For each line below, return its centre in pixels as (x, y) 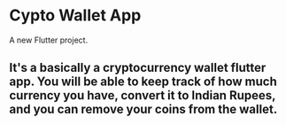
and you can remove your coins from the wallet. (143, 109)
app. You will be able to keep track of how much (143, 82)
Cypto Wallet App (75, 16)
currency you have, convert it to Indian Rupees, (143, 95)
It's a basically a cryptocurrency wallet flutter (138, 68)
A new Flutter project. (49, 40)
